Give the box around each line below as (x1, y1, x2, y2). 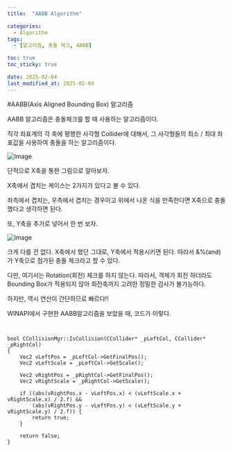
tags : (7, 35, 23, 42)
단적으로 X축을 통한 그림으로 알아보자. (7, 166, 110, 174)
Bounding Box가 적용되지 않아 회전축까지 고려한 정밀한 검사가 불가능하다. (7, 279, 207, 288)
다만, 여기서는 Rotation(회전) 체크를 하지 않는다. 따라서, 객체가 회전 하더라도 (7, 271, 213, 279)
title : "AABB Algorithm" (7, 10, 82, 17)
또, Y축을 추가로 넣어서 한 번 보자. (7, 219, 98, 228)
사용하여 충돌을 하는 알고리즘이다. (25, 138, 116, 147)
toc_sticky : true (7, 61, 58, 68)
